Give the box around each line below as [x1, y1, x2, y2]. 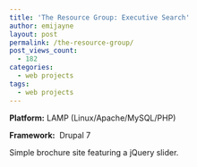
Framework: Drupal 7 [9, 129, 91, 140]
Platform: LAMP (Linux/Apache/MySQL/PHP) [9, 113, 176, 123]
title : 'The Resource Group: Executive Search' [9, 13, 191, 22]
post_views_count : [9, 46, 78, 55]
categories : [9, 63, 54, 72]
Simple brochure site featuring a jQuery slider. [9, 146, 179, 157]
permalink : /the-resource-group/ [9, 38, 134, 47]
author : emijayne [9, 21, 74, 30]
